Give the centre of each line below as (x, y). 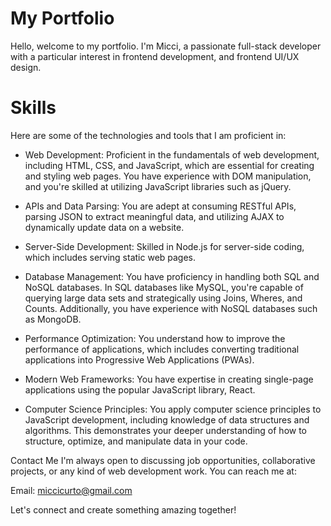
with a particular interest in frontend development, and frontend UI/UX (155, 56)
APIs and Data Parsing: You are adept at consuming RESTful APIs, (160, 206)
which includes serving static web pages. (110, 257)
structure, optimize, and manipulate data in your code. (136, 441)
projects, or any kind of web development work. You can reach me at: (153, 471)
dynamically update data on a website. (104, 227)
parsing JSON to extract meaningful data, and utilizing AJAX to (154, 216)
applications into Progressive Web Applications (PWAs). (139, 359)
